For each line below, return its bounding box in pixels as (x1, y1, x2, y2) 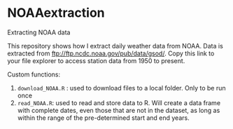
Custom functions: (7, 70, 61, 79)
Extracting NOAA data (7, 28, 71, 36)
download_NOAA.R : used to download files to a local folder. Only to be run (17, 83, 226, 92)
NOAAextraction (7, 5, 105, 21)
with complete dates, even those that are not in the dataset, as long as (17, 106, 220, 114)
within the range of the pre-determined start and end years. (17, 114, 190, 122)
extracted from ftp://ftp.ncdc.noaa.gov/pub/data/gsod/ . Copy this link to (7, 49, 215, 57)
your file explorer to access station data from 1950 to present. (7, 56, 185, 64)
